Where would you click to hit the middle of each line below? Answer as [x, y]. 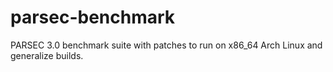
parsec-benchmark [93, 17]
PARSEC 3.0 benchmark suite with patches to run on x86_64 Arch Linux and [166, 45]
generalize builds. [47, 55]
